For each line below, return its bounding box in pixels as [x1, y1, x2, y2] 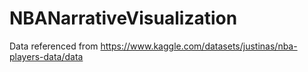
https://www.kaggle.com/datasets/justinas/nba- [100, 40, 298, 52]
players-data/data [9, 50, 84, 62]
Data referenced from [9, 40, 99, 52]
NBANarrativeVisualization [9, 7, 238, 30]
